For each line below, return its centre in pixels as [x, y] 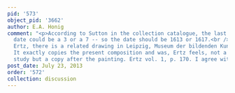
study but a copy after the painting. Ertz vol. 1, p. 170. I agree [115, 59]
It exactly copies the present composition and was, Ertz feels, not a [120, 53]
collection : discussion [42, 79]
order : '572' [26, 72]
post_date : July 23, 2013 [45, 66]
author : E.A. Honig [36, 27]
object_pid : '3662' [36, 20]
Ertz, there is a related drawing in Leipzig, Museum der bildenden [115, 46]
